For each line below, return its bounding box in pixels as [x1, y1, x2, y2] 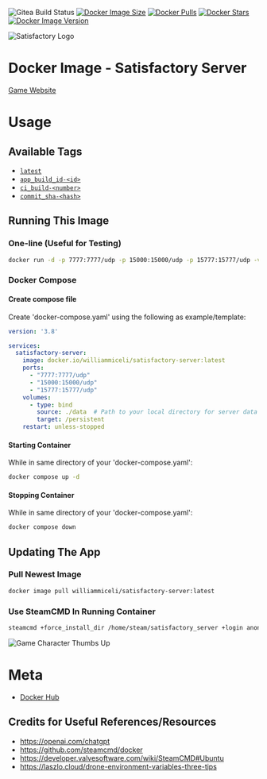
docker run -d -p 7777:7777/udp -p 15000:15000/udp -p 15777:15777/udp [8, 256, 250, 264]
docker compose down [8, 523, 77, 531]
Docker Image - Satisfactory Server [8, 60, 247, 77]
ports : [22, 364, 44, 372]
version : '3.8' [8, 327, 59, 335]
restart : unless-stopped [22, 423, 105, 431]
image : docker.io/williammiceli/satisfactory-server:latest [22, 357, 226, 364]
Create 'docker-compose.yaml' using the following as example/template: [8, 312, 246, 322]
